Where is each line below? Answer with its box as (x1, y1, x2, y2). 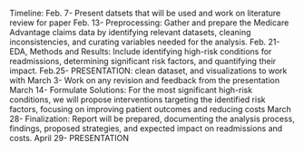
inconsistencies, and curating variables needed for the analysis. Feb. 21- (9, 36, 280, 47)
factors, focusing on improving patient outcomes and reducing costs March (9, 104, 292, 114)
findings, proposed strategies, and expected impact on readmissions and (9, 123, 283, 134)
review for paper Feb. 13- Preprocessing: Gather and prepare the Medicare (9, 17, 289, 28)
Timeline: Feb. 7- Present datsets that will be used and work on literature (9, 8, 281, 18)
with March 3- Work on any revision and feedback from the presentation (9, 75, 279, 85)
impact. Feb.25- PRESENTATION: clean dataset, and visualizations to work (9, 65, 288, 76)
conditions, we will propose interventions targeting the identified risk (9, 94, 266, 105)
